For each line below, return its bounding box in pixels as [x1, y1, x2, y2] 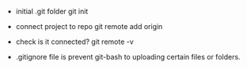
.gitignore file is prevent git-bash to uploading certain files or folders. [15, 53, 241, 61]
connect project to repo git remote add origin [15, 22, 163, 31]
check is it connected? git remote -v [15, 37, 135, 46]
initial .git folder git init [15, 7, 89, 16]
